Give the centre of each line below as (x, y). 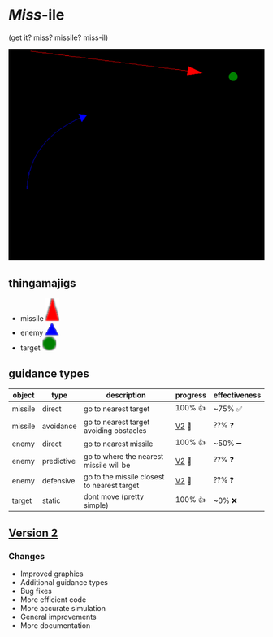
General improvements (58, 617)
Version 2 (33, 533)
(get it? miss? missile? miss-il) (58, 37)
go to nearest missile (119, 444)
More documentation (55, 626)
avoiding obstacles (115, 430)
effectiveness (237, 395)
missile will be (107, 466)
